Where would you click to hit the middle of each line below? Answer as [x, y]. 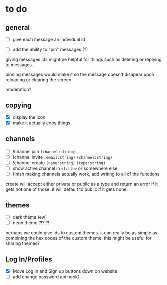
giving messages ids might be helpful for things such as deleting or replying [83, 59]
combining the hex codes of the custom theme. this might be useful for [78, 238]
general [18, 27]
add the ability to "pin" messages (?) [50, 49]
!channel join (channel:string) [44, 151]
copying [18, 105]
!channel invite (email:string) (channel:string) [62, 157]
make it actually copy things [41, 123]
